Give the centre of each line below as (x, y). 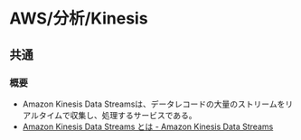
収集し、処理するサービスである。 (133, 115)
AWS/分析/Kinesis (79, 19)
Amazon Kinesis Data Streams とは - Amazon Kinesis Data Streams (148, 126)
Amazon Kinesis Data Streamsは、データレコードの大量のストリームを (154, 104)
